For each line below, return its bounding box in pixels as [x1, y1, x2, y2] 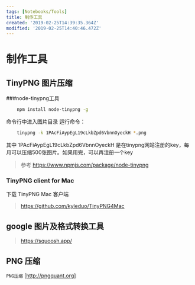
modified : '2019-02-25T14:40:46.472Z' [6, 25, 102, 31]
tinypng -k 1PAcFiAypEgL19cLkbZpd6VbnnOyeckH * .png [17, 130, 147, 136]
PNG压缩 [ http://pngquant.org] [6, 272, 76, 279]
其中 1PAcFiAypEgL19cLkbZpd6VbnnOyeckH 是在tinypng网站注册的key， [6, 142, 184, 148]
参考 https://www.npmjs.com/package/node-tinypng [20, 161, 149, 168]
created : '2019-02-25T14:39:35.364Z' [6, 20, 99, 25]
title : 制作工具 [6, 14, 43, 20]
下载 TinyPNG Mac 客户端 [6, 191, 69, 198]
